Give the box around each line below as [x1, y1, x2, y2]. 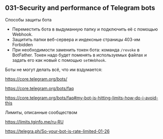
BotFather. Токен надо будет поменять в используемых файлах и [12, 52, 147, 58]
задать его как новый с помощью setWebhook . [12, 57, 107, 63]
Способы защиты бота [5, 17, 52, 22]
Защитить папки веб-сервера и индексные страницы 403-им [12, 36, 140, 42]
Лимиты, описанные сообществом [5, 109, 78, 115]
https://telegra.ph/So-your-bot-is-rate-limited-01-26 [5, 128, 110, 134]
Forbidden [12, 41, 33, 48]
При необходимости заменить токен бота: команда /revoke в [12, 47, 140, 52]
